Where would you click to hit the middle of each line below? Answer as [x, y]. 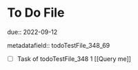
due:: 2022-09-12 [32, 32]
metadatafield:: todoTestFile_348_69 [59, 45]
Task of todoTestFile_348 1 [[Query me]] [74, 59]
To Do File [36, 13]
